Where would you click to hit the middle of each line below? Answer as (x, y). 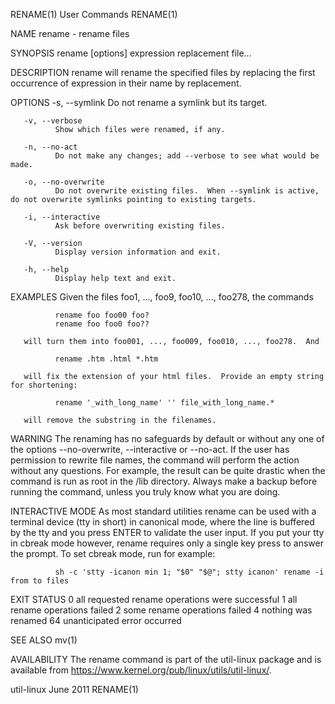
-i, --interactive (62, 217)
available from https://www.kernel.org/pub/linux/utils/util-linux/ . (141, 670)
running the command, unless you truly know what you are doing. (145, 492)
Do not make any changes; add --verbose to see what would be (187, 156)
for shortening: (44, 385)
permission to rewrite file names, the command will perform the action (155, 460)
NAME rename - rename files (70, 33)
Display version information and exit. (138, 252)
